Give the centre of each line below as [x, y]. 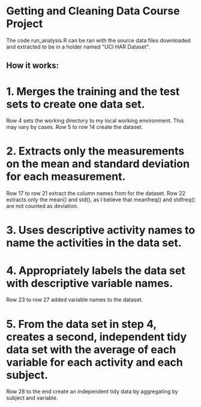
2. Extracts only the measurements [95, 151]
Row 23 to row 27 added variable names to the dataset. [74, 300]
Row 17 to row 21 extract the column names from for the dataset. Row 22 [96, 194]
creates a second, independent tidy [97, 337]
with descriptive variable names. [90, 283]
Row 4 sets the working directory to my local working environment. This [95, 120]
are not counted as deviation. [42, 206]
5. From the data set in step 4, [82, 324]
